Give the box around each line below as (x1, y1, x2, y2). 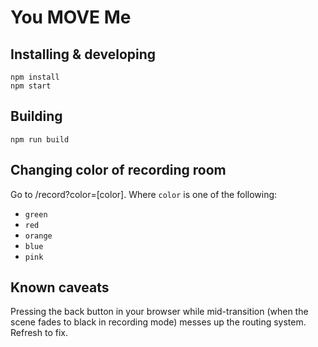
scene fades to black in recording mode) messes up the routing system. (10, 316, 307, 328)
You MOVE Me (10, 6, 132, 29)
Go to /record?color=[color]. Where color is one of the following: (10, 188, 278, 200)
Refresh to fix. (10, 327, 68, 339)
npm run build (10, 134, 70, 145)
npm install (10, 72, 60, 82)
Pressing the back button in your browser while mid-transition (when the (10, 306, 309, 318)
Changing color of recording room (10, 162, 227, 179)
